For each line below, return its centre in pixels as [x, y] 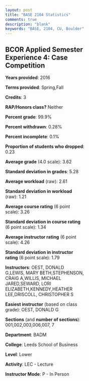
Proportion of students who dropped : [45, 146]
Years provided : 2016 [28, 77]
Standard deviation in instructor [39, 252]
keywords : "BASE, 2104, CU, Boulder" [45, 29]
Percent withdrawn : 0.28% [34, 126]
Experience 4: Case [36, 57]
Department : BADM [26, 335]
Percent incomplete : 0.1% [32, 136]
